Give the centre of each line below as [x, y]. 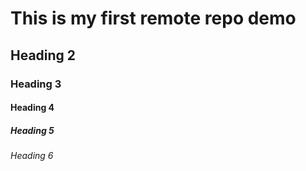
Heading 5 [32, 130]
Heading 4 [32, 108]
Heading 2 [43, 55]
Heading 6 [32, 156]
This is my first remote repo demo [153, 18]
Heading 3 [36, 84]
